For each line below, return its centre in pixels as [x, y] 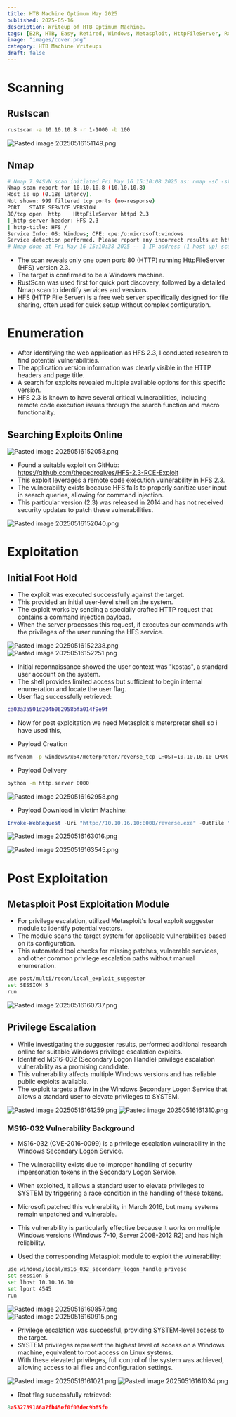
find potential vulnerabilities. [58, 360]
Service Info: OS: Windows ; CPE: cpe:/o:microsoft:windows [96, 234]
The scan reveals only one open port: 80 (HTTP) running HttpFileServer [121, 260]
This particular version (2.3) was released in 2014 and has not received [120, 502]
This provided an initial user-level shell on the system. [95, 602]
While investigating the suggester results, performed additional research [122, 1044]
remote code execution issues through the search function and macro [118, 405]
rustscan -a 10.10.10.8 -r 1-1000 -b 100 [69, 130]
